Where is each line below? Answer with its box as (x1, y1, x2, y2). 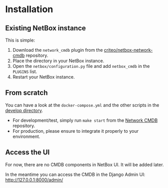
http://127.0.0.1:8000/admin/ (5, 176, 64, 183)
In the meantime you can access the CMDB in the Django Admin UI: (5, 171, 145, 177)
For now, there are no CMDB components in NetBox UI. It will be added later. (5, 161, 164, 168)
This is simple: (5, 37, 35, 43)
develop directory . (5, 107, 43, 114)
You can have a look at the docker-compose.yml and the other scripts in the (5, 102, 159, 108)
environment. (12, 133, 40, 139)
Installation (5, 4, 53, 15)
